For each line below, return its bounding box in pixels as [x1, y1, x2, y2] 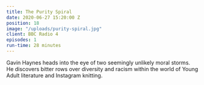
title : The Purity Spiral [6, 8, 72, 15]
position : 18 [6, 20, 40, 26]
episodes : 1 [6, 37, 37, 43]
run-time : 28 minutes [6, 43, 62, 49]
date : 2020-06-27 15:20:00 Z [6, 14, 80, 20]
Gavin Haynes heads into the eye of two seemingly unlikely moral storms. [6, 58, 191, 66]
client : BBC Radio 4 [6, 31, 59, 37]
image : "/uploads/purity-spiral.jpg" [6, 25, 102, 32]
